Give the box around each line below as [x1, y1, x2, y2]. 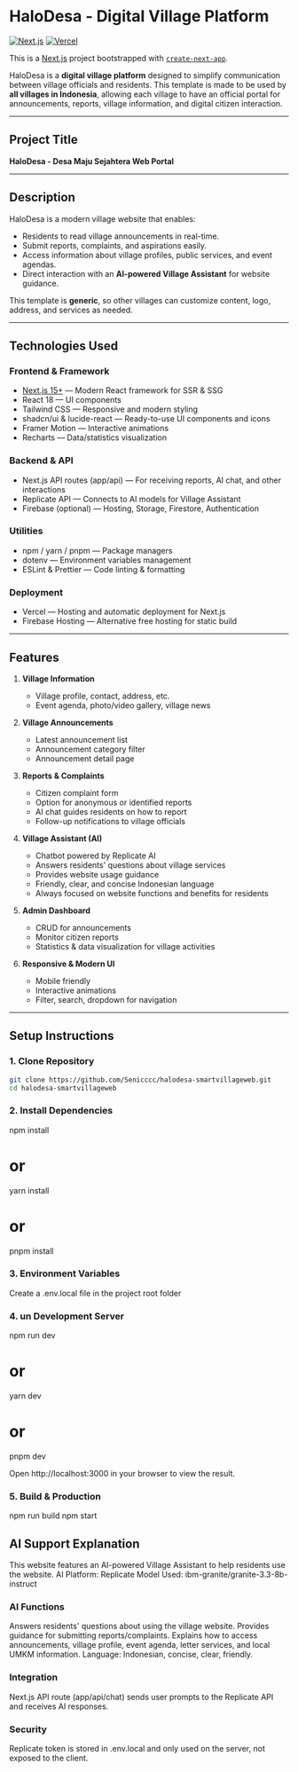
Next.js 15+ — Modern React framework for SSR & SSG [21, 385, 223, 396]
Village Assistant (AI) [21, 832, 103, 844]
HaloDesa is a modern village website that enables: [9, 213, 197, 224]
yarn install [9, 1185, 50, 1195]
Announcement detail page [35, 752, 135, 764]
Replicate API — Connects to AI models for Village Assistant [21, 493, 241, 504]
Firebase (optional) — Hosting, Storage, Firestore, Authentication [21, 503, 260, 514]
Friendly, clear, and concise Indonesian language [35, 878, 215, 889]
